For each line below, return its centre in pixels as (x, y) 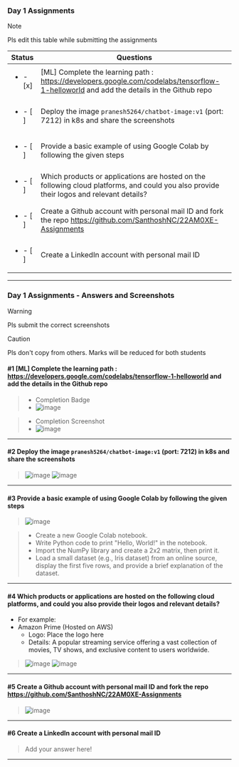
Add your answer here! (58, 749)
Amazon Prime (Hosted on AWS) (65, 627)
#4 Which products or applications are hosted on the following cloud (111, 596)
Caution (19, 339)
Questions (134, 58)
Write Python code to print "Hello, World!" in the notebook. (121, 543)
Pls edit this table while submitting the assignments (83, 40)
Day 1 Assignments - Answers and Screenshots (91, 296)
